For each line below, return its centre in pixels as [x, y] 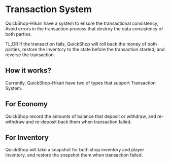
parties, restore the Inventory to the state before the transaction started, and [85, 49]
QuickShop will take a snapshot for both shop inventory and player [75, 150]
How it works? [28, 71]
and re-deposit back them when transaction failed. [79, 121]
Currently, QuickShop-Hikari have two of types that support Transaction [80, 83]
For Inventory [27, 137]
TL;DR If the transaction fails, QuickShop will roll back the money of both [81, 44]
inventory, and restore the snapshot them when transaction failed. [74, 155]
